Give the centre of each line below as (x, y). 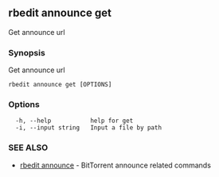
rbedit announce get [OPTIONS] (60, 85)
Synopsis (27, 52)
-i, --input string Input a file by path (88, 128)
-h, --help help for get (74, 121)
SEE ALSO (28, 148)
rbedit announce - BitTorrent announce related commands (115, 165)
